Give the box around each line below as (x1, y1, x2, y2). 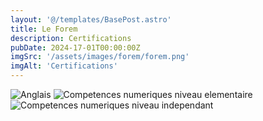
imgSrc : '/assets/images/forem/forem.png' (10, 52, 190, 62)
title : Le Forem (10, 24, 78, 34)
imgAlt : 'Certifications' (10, 61, 118, 71)
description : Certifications (10, 33, 132, 43)
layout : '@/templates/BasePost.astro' (10, 14, 172, 25)
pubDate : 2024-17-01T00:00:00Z (10, 42, 141, 53)
